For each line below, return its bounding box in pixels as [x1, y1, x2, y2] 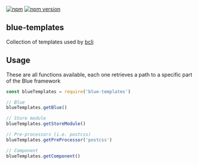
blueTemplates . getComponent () [6, 153, 81, 159]
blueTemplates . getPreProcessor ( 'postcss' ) [6, 137, 112, 143]
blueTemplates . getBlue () [6, 105, 67, 111]
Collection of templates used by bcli [6, 38, 94, 45]
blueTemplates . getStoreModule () [6, 121, 86, 127]
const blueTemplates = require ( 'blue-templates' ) [6, 88, 131, 94]
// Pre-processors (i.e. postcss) [6, 131, 92, 137]
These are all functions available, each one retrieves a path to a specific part [6, 71, 193, 78]
